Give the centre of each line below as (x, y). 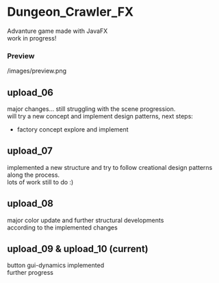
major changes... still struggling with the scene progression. (91, 109)
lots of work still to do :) (40, 182)
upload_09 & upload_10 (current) (78, 249)
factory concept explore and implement (73, 130)
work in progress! (32, 38)
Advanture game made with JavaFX (57, 31)
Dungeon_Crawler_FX (70, 12)
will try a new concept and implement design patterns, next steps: (100, 116)
